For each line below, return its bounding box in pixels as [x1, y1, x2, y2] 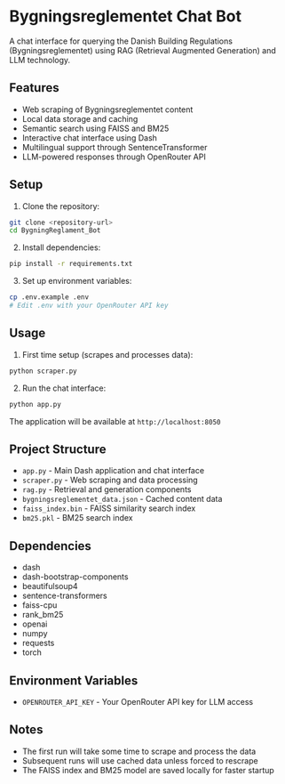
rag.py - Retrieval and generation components [21, 484, 192, 495]
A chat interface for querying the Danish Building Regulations [9, 36, 234, 46]
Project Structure [9, 441, 107, 457]
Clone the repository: [21, 200, 100, 211]
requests [21, 638, 55, 649]
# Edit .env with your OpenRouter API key [9, 301, 169, 311]
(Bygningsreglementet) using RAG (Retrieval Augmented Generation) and [9, 44, 277, 55]
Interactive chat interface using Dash [21, 132, 158, 143]
